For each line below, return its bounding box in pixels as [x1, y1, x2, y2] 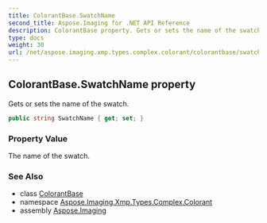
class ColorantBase [19, 189, 83, 198]
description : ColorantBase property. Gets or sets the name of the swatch [8, 26, 261, 34]
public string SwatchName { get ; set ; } [8, 114, 145, 122]
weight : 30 [8, 41, 44, 49]
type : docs [8, 33, 44, 42]
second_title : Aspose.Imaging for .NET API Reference [8, 19, 191, 27]
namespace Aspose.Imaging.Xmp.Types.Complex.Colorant [19, 198, 213, 207]
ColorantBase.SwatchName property [8, 78, 196, 91]
